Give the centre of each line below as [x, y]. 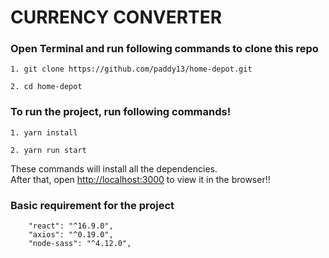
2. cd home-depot [46, 87]
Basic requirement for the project [92, 205]
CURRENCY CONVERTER [116, 17]
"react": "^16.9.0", [71, 226]
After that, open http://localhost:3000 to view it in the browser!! [140, 179]
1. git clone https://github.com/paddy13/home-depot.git [131, 69]
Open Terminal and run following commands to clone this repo [164, 49]
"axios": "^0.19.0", [71, 235]
